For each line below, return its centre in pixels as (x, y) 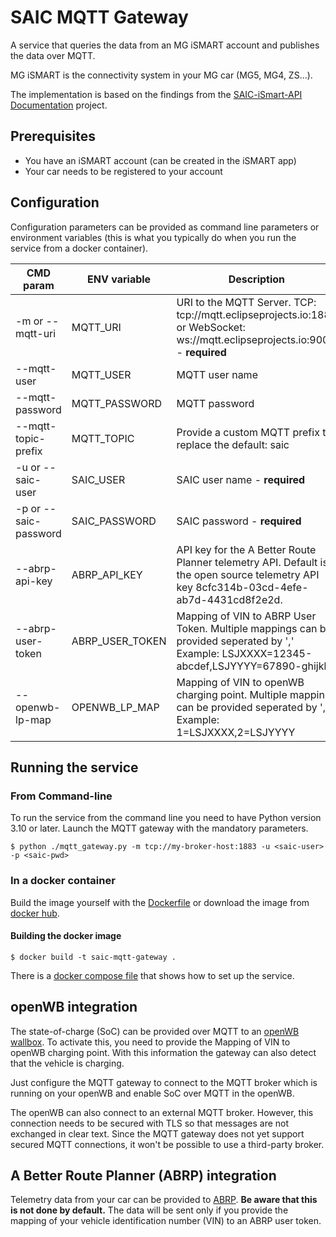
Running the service (74, 767)
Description (257, 279)
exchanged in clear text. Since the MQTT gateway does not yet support (157, 1133)
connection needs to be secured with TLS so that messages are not (150, 1123)
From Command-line (61, 796)
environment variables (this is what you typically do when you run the (153, 237)
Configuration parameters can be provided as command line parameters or (165, 227)
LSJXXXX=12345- (267, 653)
